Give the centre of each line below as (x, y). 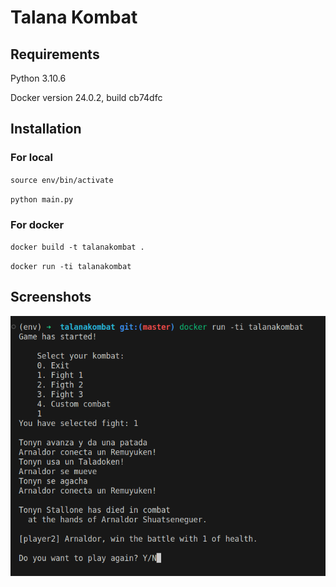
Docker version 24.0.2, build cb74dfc (86, 97)
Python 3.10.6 (38, 78)
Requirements (55, 54)
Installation (46, 129)
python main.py (42, 199)
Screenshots (51, 297)
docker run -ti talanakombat (71, 266)
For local (31, 158)
